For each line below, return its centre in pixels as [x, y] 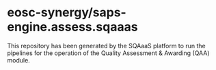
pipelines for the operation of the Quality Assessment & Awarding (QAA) [108, 53]
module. [19, 60]
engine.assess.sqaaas [72, 27]
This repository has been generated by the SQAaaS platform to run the [107, 46]
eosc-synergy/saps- [67, 13]
